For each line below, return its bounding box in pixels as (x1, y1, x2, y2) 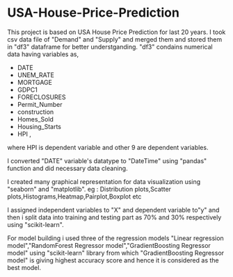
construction (17, 108, 54, 116)
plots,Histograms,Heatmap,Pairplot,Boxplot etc (7, 192, 142, 201)
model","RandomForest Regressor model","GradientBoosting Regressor (7, 241, 211, 249)
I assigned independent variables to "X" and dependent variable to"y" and (7, 205, 220, 214)
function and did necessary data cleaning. (7, 164, 128, 172)
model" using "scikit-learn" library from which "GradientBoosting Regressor (7, 249, 225, 257)
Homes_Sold (17, 115, 54, 123)
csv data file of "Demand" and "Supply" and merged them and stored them (7, 35, 223, 43)
